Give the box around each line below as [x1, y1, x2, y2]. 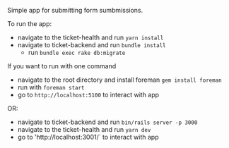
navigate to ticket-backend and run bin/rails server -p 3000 [17, 118, 198, 126]
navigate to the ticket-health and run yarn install [17, 33, 164, 42]
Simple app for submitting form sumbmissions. [7, 6, 143, 14]
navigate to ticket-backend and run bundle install [17, 41, 166, 49]
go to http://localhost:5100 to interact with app [17, 91, 160, 99]
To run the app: [7, 20, 52, 27]
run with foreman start [17, 83, 85, 91]
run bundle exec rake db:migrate [28, 49, 126, 56]
